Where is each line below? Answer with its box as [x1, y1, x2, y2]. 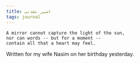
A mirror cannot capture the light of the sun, [6, 30, 125, 36]
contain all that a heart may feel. [6, 40, 96, 46]
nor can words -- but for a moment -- [6, 35, 101, 41]
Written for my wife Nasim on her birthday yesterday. [6, 50, 134, 57]
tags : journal [6, 14, 41, 20]
